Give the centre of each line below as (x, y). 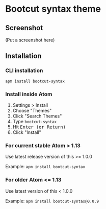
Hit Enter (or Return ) (39, 127)
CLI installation (24, 71)
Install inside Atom (29, 94)
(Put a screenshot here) (30, 40)
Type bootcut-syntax (35, 121)
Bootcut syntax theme (53, 9)
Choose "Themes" (32, 110)
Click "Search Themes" (37, 116)
